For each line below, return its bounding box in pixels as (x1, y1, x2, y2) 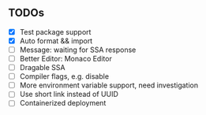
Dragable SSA (19, 63, 66, 72)
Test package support (19, 27, 92, 36)
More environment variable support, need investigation (19, 80, 199, 90)
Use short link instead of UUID (19, 90, 118, 99)
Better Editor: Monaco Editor (19, 54, 112, 63)
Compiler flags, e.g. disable (19, 72, 109, 81)
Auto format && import (19, 35, 93, 46)
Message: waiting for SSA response (19, 45, 137, 54)
